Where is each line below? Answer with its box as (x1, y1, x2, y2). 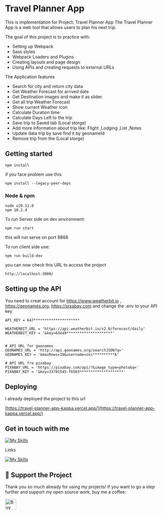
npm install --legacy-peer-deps (5, 181, 71, 186)
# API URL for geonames (5, 343, 54, 349)
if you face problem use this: (5, 171, 63, 177)
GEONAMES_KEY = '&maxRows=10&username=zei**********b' (5, 352, 119, 357)
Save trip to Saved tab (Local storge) (12, 120, 87, 126)
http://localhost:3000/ (5, 271, 54, 276)
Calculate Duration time (12, 109, 60, 115)
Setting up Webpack (12, 43, 54, 49)
